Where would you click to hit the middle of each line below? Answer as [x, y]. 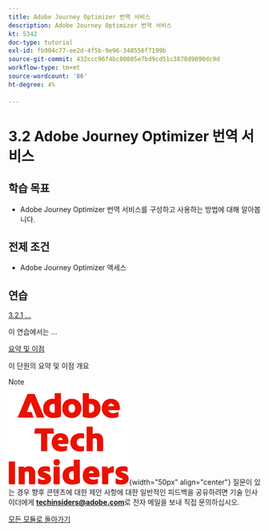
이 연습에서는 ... [33, 332]
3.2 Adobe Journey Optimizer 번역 [123, 136]
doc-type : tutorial [41, 43]
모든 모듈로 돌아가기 [39, 519]
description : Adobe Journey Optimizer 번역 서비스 [90, 25]
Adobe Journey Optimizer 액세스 [73, 268]
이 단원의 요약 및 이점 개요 [49, 366]
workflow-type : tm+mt [44, 68]
